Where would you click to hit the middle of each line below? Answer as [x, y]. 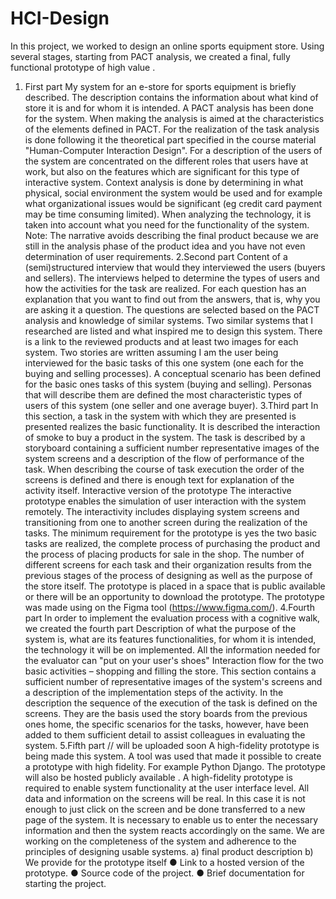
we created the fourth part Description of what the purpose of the [160, 628]
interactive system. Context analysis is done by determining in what [164, 182]
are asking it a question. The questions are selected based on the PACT [172, 309]
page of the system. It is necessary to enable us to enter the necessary [171, 819]
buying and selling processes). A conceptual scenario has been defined [173, 373]
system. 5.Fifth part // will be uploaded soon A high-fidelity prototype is [172, 745]
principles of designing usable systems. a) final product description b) [169, 851]
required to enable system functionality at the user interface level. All [167, 788]
